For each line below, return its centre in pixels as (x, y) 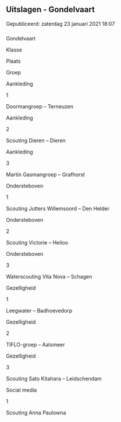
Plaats (13, 61)
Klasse (14, 50)
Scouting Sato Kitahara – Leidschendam (54, 378)
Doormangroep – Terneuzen (40, 106)
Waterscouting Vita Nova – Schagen (49, 276)
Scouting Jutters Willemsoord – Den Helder (58, 208)
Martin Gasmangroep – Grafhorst (46, 174)
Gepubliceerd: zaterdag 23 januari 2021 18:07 (61, 23)
